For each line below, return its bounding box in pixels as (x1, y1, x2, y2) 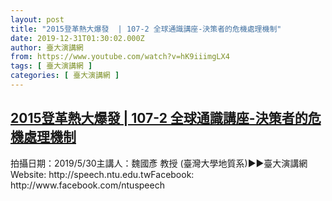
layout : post (10, 14, 65, 25)
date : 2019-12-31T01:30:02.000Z (10, 33, 145, 43)
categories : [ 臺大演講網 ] (10, 71, 120, 81)
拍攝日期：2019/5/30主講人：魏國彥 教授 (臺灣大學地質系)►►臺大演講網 (10, 157, 308, 169)
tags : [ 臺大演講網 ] (10, 61, 93, 71)
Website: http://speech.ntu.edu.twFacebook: (10, 168, 195, 180)
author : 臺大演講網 (10, 42, 84, 53)
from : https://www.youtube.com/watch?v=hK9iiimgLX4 (10, 52, 230, 62)
